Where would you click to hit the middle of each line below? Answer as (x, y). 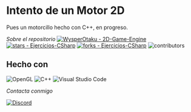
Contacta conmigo (30, 91)
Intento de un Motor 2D (65, 11)
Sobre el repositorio (31, 39)
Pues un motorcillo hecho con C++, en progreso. (67, 27)
